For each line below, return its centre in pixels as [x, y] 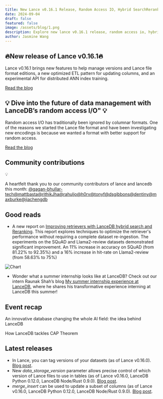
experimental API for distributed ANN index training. [57, 78]
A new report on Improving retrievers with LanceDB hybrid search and [82, 226]
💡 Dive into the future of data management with [78, 103]
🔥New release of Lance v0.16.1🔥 [54, 56]
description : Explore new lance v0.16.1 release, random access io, [76, 32]
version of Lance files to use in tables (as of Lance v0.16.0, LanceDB [80, 376]
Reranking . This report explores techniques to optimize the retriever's [81, 232]
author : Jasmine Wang [27, 37]
